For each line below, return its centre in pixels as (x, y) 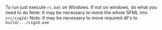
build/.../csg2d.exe (27, 22)
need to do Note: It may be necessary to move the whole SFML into (76, 12)
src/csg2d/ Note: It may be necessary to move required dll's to (72, 18)
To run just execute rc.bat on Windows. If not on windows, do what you (81, 7)
